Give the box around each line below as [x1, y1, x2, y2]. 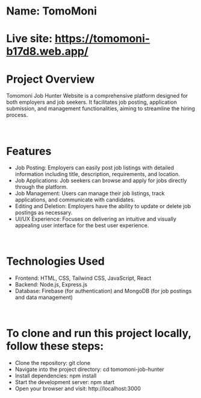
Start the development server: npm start [14, 379, 115, 386]
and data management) [14, 294, 73, 301]
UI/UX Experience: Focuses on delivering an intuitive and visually [14, 215, 176, 223]
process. [6, 112, 28, 119]
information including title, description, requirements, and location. [14, 171, 181, 178]
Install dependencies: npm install [14, 372, 97, 379]
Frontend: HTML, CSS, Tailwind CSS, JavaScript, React [14, 274, 152, 282]
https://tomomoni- [54, 32, 150, 46]
